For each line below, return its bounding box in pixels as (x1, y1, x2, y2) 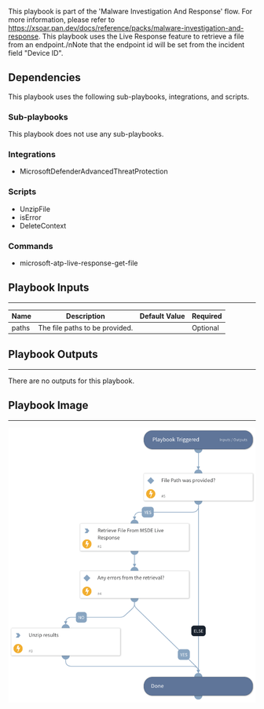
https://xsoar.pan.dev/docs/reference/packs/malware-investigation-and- (8, 24, 244, 32)
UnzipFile (19, 204, 51, 214)
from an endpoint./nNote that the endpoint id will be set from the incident (8, 40, 245, 49)
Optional (191, 323, 220, 332)
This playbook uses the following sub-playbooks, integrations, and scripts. (8, 92, 250, 101)
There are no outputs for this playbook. (8, 376, 135, 386)
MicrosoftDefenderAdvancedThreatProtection (19, 166, 168, 176)
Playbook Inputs (8, 281, 90, 294)
